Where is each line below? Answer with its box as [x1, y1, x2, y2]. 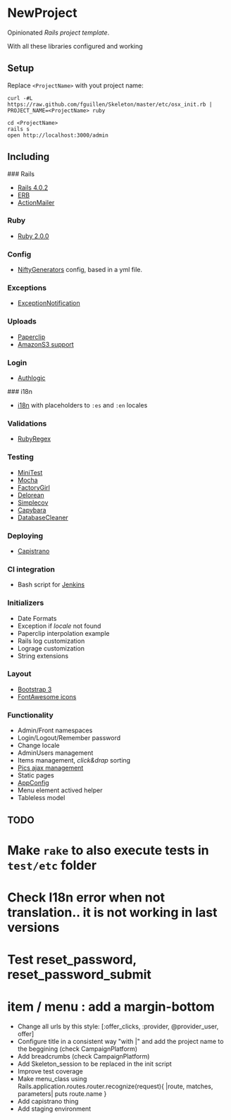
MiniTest [17, 468, 43, 476]
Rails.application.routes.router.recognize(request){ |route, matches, [17, 1082, 213, 1090]
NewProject [7, 5, 77, 21]
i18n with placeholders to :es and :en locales [17, 401, 148, 410]
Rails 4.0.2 [17, 183, 49, 192]
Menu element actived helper [17, 786, 103, 794]
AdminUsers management [17, 749, 94, 757]
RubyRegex [17, 435, 51, 443]
